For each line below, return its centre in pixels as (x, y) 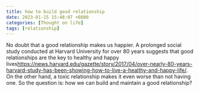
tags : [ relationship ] (33, 28)
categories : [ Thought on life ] (45, 23)
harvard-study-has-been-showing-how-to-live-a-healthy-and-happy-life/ (96, 70)
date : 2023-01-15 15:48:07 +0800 (48, 17)
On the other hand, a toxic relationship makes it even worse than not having (99, 77)
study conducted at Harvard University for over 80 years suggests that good (100, 52)
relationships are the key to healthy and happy (63, 58)
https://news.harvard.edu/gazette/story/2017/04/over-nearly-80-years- (105, 64)
